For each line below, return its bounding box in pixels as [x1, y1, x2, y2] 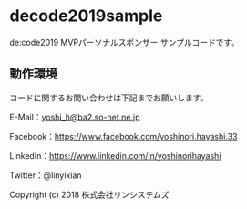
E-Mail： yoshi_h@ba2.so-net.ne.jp [9, 111, 140, 122]
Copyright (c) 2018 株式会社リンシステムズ [9, 189, 170, 200]
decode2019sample [9, 5, 163, 26]
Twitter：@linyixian [9, 170, 82, 181]
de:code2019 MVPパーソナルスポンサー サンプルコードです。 [9, 37, 240, 47]
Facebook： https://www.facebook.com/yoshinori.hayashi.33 [9, 131, 238, 141]
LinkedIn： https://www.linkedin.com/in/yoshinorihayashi [9, 150, 221, 161]
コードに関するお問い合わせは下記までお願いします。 [9, 92, 209, 103]
